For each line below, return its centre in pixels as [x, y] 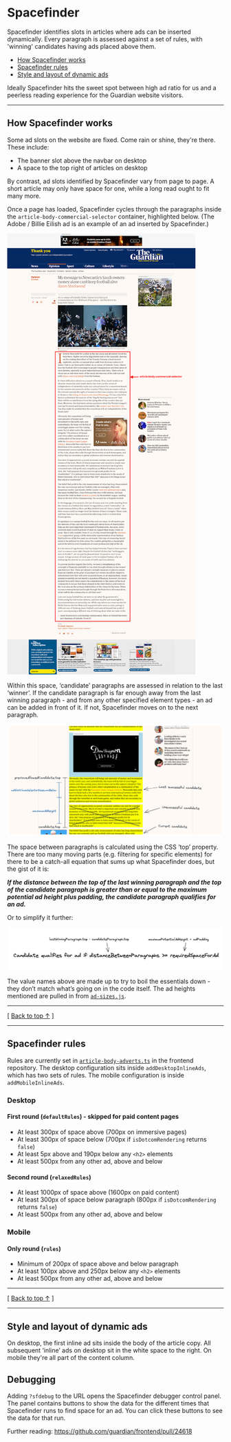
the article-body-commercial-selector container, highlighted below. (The [111, 216]
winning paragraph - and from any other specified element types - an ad [110, 700]
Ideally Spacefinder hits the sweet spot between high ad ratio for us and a [112, 87]
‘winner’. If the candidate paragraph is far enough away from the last [104, 692]
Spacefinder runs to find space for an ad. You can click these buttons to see [115, 1410]
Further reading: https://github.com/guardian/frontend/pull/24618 [100, 1431]
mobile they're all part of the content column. [71, 1358]
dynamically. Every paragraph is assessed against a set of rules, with [105, 39]
